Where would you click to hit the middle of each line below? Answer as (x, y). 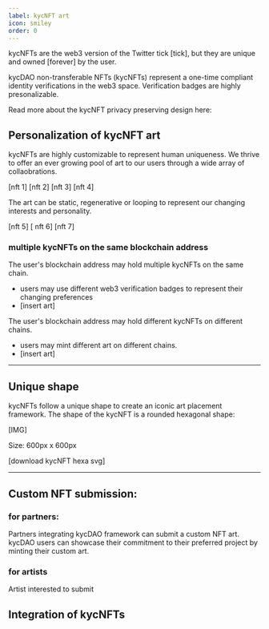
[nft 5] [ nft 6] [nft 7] (41, 227)
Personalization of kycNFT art (84, 135)
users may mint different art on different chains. (98, 345)
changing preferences (56, 297)
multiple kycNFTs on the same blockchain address (108, 248)
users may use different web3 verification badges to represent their (131, 288)
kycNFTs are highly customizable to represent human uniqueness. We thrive (134, 155)
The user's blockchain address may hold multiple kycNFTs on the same (126, 264)
